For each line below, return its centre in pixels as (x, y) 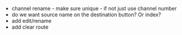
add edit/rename (32, 21)
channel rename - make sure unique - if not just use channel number (94, 8)
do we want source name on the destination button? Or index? (86, 15)
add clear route (30, 27)
